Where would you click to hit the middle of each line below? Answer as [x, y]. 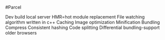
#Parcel [13, 7]
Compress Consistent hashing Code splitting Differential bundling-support [82, 27]
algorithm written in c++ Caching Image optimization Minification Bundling [83, 22]
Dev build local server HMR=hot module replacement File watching [75, 17]
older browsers [21, 33]
